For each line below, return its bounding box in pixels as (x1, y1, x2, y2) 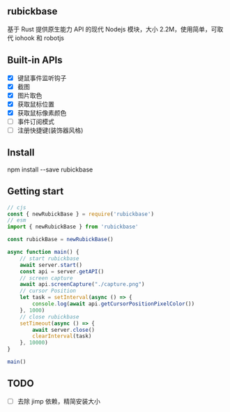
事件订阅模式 (17, 117, 54, 125)
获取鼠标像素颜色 (17, 108, 67, 117)
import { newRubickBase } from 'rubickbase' (7, 223, 139, 231)
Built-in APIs (7, 54, 63, 66)
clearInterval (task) (32, 333, 92, 340)
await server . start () (20, 261, 82, 268)
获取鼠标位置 (17, 100, 54, 108)
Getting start (7, 185, 64, 197)
